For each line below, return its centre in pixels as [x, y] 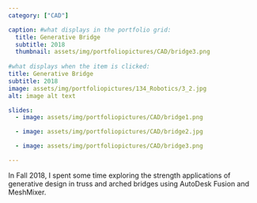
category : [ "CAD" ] [38, 15]
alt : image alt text [42, 96]
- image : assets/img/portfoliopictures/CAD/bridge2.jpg [109, 132]
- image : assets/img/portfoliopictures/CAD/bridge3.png [109, 146]
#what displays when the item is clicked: [79, 67]
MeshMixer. [27, 192]
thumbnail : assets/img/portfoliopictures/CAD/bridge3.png [113, 52]
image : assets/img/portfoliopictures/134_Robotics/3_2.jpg [108, 88]
